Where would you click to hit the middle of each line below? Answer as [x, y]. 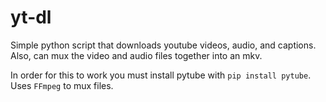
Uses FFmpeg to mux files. [62, 85]
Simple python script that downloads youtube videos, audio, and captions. [163, 45]
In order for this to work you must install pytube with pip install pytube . [161, 75]
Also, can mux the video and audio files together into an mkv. [136, 55]
